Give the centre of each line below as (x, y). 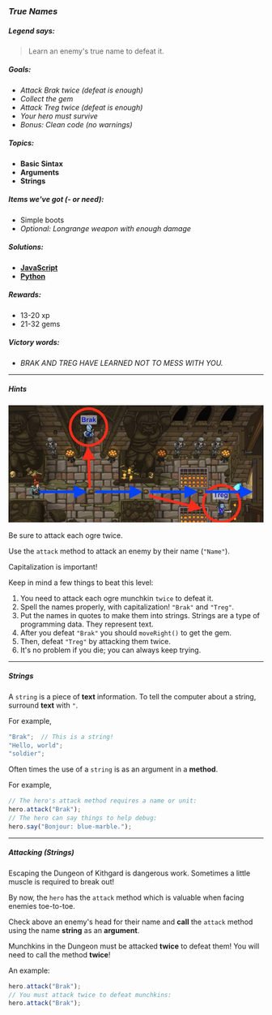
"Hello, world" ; (36, 745)
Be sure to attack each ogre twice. (66, 535)
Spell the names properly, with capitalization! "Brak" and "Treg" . (127, 607)
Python (33, 276)
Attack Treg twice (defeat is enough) (81, 107)
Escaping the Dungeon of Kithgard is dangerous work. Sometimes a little (130, 873)
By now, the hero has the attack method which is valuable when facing (126, 897)
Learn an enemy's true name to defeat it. (96, 51)
